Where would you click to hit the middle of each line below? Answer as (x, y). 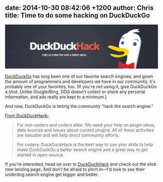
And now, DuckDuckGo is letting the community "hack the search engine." (79, 106)
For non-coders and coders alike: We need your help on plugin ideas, (86, 125)
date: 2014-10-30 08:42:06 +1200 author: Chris (79, 8)
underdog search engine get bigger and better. (52, 174)
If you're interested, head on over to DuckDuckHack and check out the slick (81, 164)
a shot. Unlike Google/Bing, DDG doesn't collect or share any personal (75, 92)
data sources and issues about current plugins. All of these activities (85, 130)
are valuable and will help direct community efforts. (68, 135)
